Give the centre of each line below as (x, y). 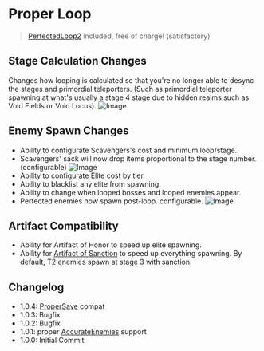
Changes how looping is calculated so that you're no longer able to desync (131, 80)
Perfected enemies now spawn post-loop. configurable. (111, 201)
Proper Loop (50, 14)
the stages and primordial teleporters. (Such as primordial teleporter (120, 89)
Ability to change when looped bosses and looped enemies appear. (130, 192)
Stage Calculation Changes (77, 61)
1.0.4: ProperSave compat (62, 306)
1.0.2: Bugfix (40, 323)
